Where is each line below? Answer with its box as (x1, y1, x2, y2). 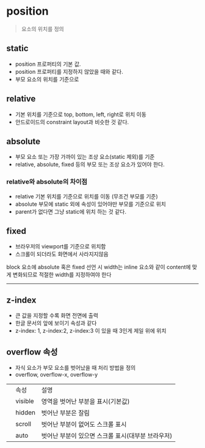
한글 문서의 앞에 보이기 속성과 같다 (15, 319, 97, 327)
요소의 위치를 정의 (21, 25, 64, 32)
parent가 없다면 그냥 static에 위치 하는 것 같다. (15, 208, 127, 215)
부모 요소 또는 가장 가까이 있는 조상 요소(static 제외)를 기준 (15, 153, 155, 161)
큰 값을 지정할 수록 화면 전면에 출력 (15, 312, 99, 319)
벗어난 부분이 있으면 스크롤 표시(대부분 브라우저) (41, 432, 173, 440)
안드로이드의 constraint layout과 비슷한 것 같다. (15, 118, 129, 126)
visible (15, 397, 35, 405)
